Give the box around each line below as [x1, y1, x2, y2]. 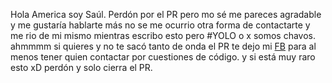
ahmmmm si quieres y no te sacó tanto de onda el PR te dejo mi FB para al [10, 40, 317, 52]
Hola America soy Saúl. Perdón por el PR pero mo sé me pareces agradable [10, 9, 322, 20]
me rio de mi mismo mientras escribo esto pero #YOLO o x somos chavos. [10, 30, 316, 41]
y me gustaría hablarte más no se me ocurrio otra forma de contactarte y [10, 19, 311, 31]
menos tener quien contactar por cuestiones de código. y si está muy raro [10, 51, 316, 63]
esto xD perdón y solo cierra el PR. [10, 62, 153, 73]
